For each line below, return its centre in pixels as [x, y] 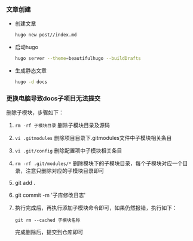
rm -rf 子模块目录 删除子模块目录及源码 [62, 125]
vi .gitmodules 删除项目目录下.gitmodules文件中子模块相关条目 [93, 138]
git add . [25, 183]
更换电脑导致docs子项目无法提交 [53, 98]
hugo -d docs [31, 82]
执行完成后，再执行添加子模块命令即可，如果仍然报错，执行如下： [96, 208]
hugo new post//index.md [46, 35]
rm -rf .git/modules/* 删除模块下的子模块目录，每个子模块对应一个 [99, 163]
